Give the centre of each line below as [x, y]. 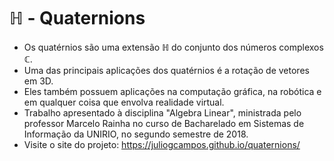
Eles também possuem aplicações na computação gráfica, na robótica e [172, 91]
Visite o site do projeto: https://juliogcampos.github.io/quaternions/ [162, 144]
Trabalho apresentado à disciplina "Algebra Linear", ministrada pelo [162, 112]
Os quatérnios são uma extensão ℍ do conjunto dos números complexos [173, 47]
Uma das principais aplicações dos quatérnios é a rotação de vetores [166, 70]
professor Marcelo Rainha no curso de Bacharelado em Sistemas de [164, 123]
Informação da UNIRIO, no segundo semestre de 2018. [136, 134]
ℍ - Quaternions [77, 18]
